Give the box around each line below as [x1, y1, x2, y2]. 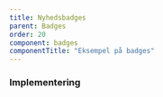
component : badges [9, 38, 78, 48]
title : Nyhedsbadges [9, 13, 87, 22]
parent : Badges [9, 22, 67, 31]
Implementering [9, 76, 81, 89]
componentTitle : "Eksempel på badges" [9, 47, 155, 56]
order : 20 [9, 30, 47, 39]
